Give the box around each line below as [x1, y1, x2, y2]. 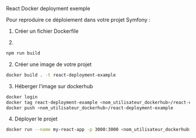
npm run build [6, 50, 41, 56]
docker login [6, 94, 38, 100]
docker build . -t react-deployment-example [6, 72, 116, 78]
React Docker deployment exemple [6, 5, 90, 12]
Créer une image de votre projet [14, 61, 92, 68]
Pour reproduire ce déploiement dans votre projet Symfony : [6, 16, 150, 23]
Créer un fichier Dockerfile [14, 27, 79, 34]
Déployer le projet [14, 115, 58, 122]
